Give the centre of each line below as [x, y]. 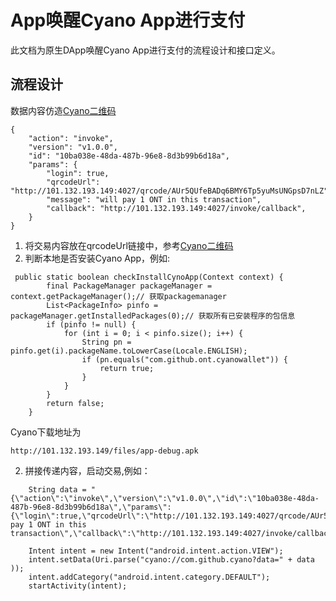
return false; [75, 403]
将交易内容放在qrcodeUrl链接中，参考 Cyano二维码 [129, 245]
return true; [127, 368]
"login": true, [78, 173]
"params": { [53, 164]
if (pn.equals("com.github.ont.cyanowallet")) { [184, 359]
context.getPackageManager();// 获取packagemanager [118, 296]
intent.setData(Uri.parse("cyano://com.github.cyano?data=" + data [171, 559]
